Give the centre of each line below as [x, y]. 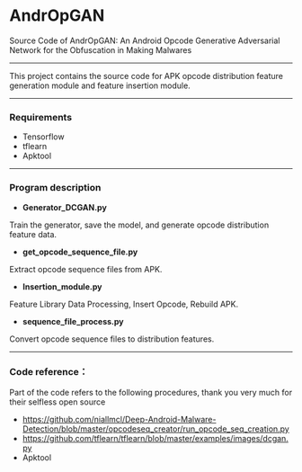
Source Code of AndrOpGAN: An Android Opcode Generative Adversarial [145, 40]
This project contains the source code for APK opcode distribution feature [146, 76]
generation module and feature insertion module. [100, 85]
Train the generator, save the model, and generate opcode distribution [139, 225]
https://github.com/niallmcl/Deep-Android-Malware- [119, 419]
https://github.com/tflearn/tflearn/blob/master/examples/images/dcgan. [155, 438]
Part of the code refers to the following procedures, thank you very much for [151, 392]
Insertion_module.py [62, 286]
